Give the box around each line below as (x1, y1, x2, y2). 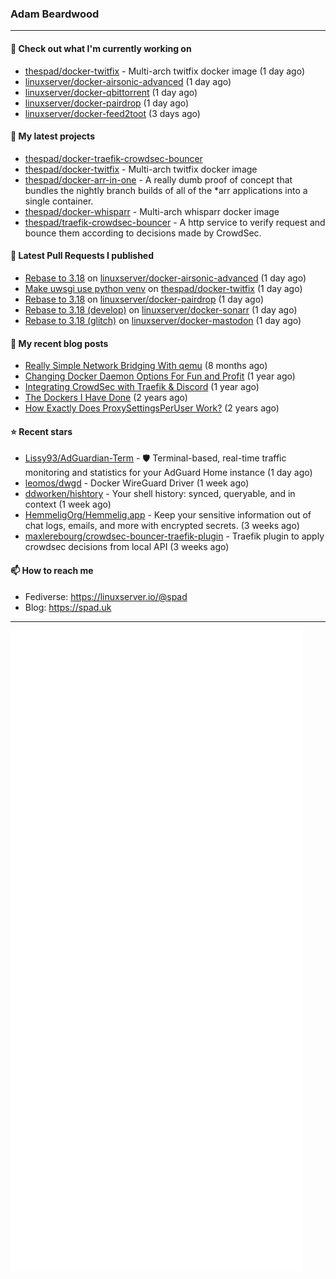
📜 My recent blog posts (10, 337, 109, 349)
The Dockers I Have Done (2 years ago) (24, 392, 188, 404)
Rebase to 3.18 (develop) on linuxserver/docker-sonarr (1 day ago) (24, 303, 298, 316)
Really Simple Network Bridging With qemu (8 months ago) (24, 360, 268, 372)
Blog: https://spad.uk (24, 601, 112, 613)
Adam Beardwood (10, 7, 100, 21)
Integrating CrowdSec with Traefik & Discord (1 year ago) (24, 381, 260, 393)
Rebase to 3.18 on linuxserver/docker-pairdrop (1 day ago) (24, 293, 265, 305)
